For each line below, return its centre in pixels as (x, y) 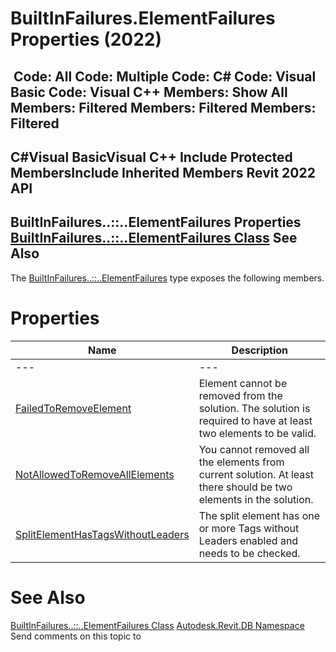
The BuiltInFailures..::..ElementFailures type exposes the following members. (167, 278)
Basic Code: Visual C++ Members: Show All (149, 92)
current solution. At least (256, 474)
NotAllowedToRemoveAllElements (95, 474)
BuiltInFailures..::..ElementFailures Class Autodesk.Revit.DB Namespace (157, 625)
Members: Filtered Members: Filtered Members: (163, 107)
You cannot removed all (254, 449)
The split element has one (259, 515)
